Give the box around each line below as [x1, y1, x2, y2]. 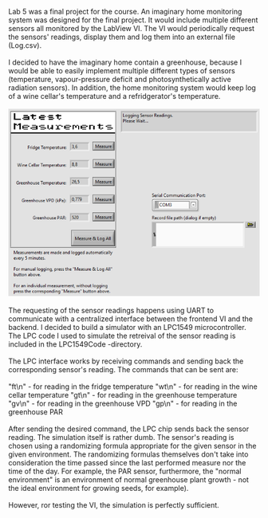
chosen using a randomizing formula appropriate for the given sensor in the [8, 441, 257, 450]
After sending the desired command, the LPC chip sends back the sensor [8, 424, 250, 434]
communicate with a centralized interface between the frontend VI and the [8, 314, 254, 324]
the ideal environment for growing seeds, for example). [8, 483, 189, 492]
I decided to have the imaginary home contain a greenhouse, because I [8, 57, 242, 67]
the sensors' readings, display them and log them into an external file [8, 32, 235, 41]
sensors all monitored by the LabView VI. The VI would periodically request [8, 24, 255, 33]
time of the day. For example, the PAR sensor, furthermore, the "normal [8, 466, 242, 476]
